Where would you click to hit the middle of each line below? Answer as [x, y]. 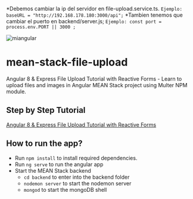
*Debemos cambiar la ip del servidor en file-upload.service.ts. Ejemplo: [94, 9]
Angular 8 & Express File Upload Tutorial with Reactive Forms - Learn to [94, 79]
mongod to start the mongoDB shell [65, 189]
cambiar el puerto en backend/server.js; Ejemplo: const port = [84, 21]
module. [16, 91]
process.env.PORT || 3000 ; [41, 27]
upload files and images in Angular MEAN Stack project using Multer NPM [97, 85]
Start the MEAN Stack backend [53, 170]
